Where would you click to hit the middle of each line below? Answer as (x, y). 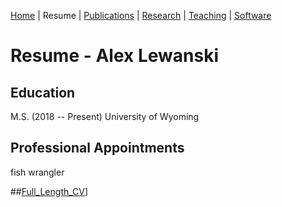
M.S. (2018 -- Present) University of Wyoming (105, 116)
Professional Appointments (97, 148)
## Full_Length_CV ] (49, 191)
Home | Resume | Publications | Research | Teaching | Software (141, 15)
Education (43, 92)
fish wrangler (37, 172)
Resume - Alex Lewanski (114, 56)
